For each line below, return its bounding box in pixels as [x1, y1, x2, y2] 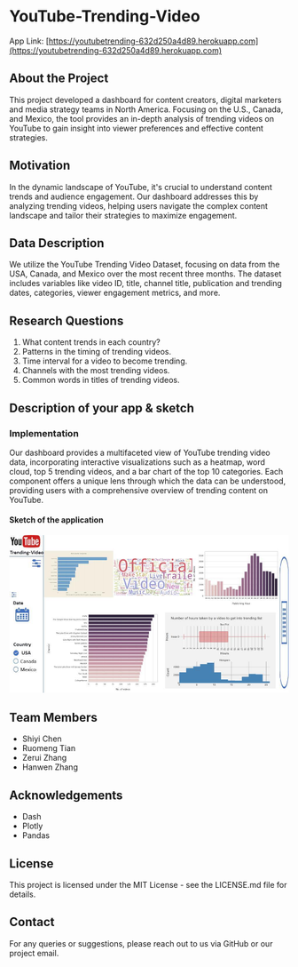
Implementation [9, 427, 80, 439]
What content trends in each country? [21, 337, 161, 348]
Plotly [21, 820, 43, 832]
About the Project [9, 71, 109, 86]
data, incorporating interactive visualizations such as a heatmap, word [9, 456, 266, 468]
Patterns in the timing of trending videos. [21, 347, 171, 357]
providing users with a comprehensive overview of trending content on [9, 484, 269, 495]
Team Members [9, 709, 98, 725]
